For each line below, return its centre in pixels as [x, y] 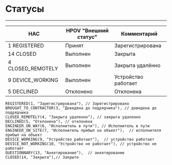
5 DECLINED [23, 91]
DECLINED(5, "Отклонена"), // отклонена [49, 121]
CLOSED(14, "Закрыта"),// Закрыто [42, 157]
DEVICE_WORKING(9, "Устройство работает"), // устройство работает [80, 139]
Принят [74, 45]
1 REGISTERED [26, 45]
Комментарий [139, 34]
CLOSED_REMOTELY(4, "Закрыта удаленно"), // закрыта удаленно [73, 117]
